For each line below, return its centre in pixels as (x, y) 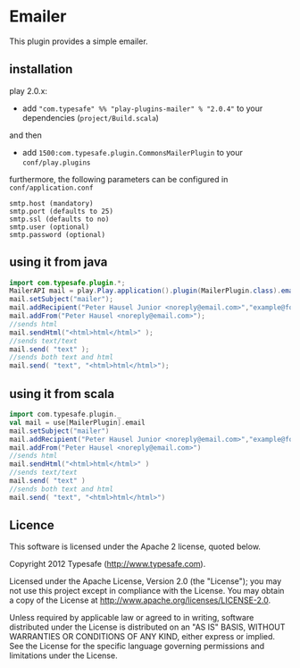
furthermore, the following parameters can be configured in (119, 179)
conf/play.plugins (56, 163)
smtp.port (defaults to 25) (62, 211)
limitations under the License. (63, 655)
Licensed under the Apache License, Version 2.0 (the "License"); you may (146, 581)
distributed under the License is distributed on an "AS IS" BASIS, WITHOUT (147, 627)
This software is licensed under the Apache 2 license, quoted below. (135, 546)
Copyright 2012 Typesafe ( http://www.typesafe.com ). (108, 564)
